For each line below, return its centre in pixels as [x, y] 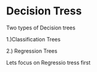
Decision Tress [44, 11]
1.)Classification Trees [34, 39]
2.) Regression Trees [32, 51]
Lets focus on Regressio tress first [48, 62]
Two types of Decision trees [41, 28]
